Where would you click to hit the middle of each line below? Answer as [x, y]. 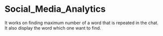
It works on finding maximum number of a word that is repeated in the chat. [82, 23]
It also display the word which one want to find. [53, 28]
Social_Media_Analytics [55, 9]
